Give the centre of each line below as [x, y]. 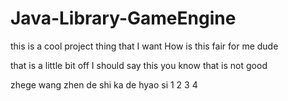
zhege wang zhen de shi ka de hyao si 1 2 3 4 [104, 84]
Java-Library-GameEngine [123, 18]
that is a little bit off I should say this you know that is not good [139, 65]
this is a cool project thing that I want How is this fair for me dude [144, 46]
